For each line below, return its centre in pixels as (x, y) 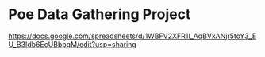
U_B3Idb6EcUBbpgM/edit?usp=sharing (72, 44)
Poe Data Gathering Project (100, 14)
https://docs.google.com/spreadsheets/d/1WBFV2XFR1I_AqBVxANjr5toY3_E (132, 36)
